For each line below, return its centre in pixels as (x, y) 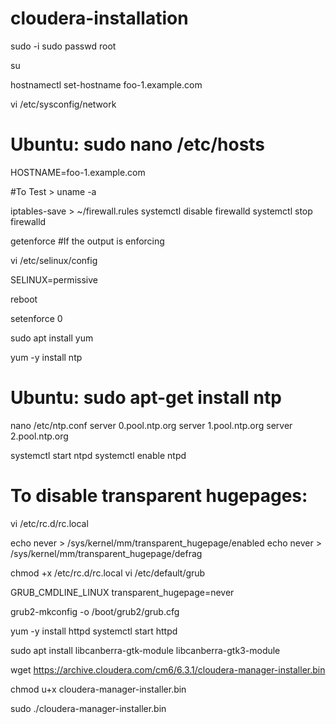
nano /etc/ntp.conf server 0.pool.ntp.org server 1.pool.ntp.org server (151, 425)
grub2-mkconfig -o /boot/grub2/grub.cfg (95, 611)
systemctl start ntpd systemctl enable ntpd (98, 455)
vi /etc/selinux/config (54, 260)
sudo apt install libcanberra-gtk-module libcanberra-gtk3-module (145, 650)
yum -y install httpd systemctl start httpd (94, 631)
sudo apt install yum (52, 338)
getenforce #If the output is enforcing (87, 241)
